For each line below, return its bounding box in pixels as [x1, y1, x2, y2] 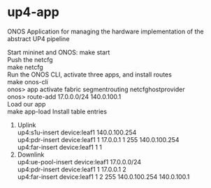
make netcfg [7, 63, 43, 71]
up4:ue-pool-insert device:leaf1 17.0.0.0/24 [17, 157, 142, 166]
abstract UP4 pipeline [7, 34, 70, 42]
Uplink [17, 120, 36, 129]
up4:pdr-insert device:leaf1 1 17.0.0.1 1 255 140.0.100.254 [17, 135, 180, 143]
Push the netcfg [7, 55, 54, 63]
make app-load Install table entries [7, 107, 107, 116]
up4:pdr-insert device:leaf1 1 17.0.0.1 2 [17, 165, 127, 173]
